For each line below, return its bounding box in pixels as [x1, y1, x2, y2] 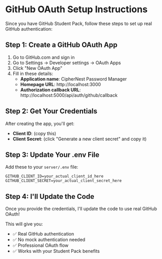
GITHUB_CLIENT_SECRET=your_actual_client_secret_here [5, 178, 122, 184]
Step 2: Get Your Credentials [5, 107, 98, 116]
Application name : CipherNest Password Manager [20, 75, 127, 82]
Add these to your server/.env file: [5, 164, 78, 170]
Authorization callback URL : [20, 87, 81, 93]
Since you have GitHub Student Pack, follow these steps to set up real [5, 20, 152, 27]
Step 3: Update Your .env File [5, 150, 100, 159]
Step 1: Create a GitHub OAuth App [5, 41, 118, 49]
